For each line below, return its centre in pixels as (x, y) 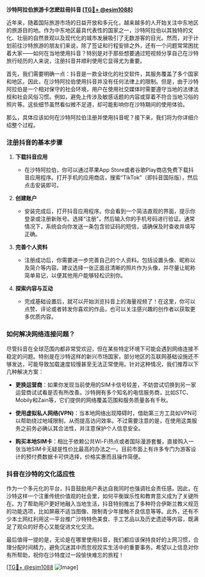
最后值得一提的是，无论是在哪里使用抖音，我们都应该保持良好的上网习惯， (100, 539)
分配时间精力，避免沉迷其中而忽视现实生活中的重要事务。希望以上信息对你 (105, 547)
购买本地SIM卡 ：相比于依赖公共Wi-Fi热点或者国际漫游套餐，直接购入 (102, 441)
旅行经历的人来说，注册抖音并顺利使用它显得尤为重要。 (76, 61)
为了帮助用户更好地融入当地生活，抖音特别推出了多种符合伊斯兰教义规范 (108, 504)
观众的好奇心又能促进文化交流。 (57, 526)
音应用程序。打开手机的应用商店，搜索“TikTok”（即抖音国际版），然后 (111, 177)
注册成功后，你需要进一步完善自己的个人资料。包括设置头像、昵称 (107, 260)
